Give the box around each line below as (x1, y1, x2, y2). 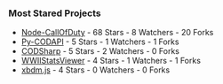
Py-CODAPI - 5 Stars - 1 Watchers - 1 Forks (20, 36, 179, 47)
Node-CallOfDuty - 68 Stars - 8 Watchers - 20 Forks (20, 27, 214, 38)
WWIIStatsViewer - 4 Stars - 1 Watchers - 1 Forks (20, 56, 202, 66)
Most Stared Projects (8, 7, 101, 19)
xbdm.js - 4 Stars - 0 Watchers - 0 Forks (20, 65, 171, 75)
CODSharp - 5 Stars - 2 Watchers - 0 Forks (20, 46, 179, 57)
